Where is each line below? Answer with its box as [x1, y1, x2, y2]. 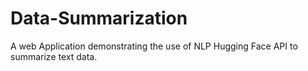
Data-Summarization [10, 7, 188, 30]
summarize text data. [10, 50, 98, 62]
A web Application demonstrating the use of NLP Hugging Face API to [10, 40, 298, 52]
